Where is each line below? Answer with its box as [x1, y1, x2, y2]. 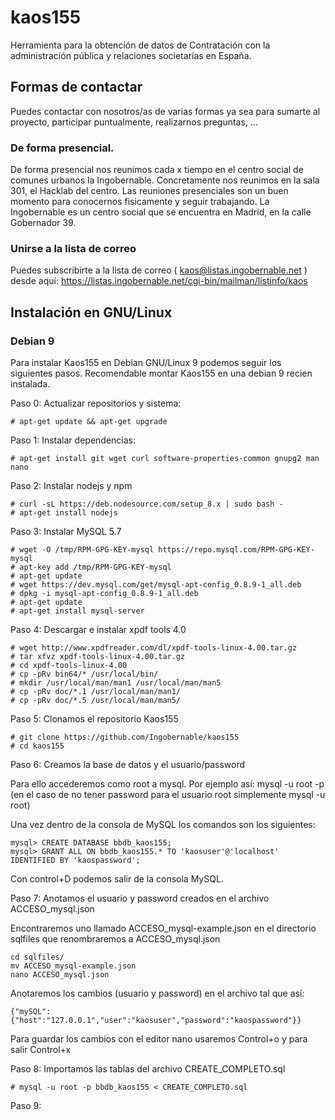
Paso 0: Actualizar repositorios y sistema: [10, 397, 182, 410]
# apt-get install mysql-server [10, 606, 145, 616]
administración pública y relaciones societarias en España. [10, 49, 252, 61]
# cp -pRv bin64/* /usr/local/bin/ [10, 669, 159, 680]
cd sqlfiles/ [10, 952, 65, 963]
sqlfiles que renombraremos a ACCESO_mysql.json [10, 933, 221, 945]
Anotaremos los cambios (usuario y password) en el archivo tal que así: [10, 987, 305, 1000]
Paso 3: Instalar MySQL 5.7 [10, 526, 122, 538]
